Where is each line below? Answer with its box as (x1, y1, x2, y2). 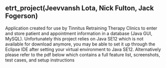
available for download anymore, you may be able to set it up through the (5, 41, 156, 47)
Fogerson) (5, 12, 38, 20)
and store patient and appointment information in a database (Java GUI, (5, 30, 153, 36)
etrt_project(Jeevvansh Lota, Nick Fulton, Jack (5, 4, 154, 12)
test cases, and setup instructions (5, 57, 75, 63)
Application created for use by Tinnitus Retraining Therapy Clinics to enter (5, 25, 158, 31)
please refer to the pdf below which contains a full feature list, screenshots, (5, 51, 161, 57)
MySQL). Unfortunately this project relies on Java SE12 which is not (5, 35, 144, 41)
